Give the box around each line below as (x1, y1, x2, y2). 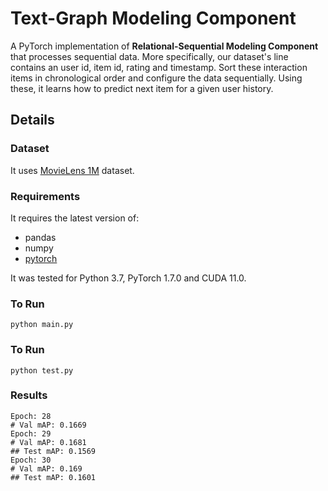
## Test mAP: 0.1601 (10, 472, 97, 482)
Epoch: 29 (10, 428, 52, 439)
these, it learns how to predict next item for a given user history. (10, 82, 274, 94)
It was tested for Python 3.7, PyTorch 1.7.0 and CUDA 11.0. (10, 272, 247, 284)
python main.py (10, 320, 74, 330)
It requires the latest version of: (10, 212, 140, 224)
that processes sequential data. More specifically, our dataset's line (10, 50, 289, 62)
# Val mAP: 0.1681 (10, 437, 87, 447)
